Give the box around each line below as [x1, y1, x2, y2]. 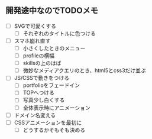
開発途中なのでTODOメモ [5, 5, 98, 16]
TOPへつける [22, 89, 54, 96]
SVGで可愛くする [14, 22, 57, 30]
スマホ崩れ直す [14, 37, 51, 44]
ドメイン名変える [14, 111, 56, 118]
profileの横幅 [22, 52, 54, 59]
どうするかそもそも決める [22, 126, 86, 133]
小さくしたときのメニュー [22, 45, 86, 51]
